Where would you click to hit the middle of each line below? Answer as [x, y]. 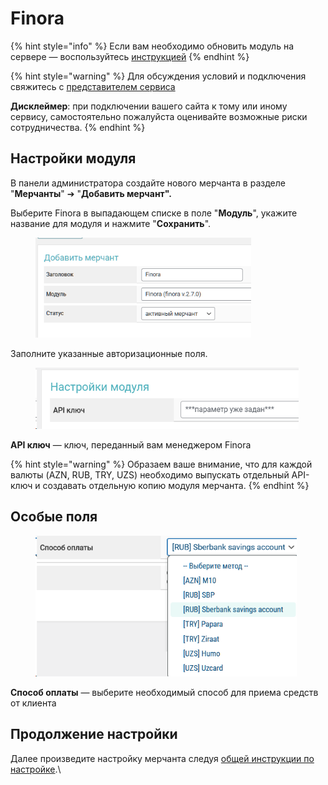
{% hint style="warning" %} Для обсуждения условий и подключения [158, 76]
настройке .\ [36, 769]
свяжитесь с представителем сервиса [93, 86]
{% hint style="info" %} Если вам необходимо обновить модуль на [152, 46]
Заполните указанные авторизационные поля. [109, 354]
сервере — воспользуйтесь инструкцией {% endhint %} [130, 56]
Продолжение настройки [94, 734]
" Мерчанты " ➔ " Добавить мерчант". [91, 193]
